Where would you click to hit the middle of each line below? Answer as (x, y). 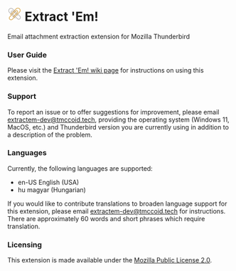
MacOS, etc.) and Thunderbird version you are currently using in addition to (118, 127)
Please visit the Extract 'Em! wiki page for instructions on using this (106, 70)
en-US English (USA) (48, 182)
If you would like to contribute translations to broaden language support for (117, 203)
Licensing (25, 245)
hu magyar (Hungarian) (52, 190)
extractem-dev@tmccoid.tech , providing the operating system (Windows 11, (118, 119)
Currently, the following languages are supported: (80, 168)
